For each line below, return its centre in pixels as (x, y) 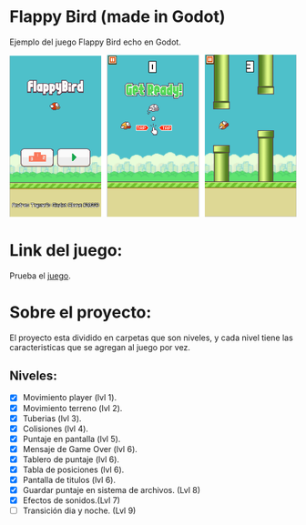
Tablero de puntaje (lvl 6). (71, 459)
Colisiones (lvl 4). (56, 429)
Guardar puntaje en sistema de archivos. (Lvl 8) (112, 490)
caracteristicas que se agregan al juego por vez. (100, 347)
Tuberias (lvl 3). (52, 418)
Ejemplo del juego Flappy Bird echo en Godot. (96, 42)
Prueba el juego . (40, 276)
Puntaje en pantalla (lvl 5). (71, 439)
